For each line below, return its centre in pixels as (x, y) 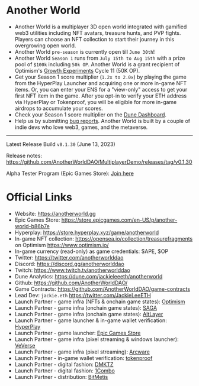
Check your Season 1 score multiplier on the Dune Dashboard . (91, 114)
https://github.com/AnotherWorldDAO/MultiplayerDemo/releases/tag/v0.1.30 (99, 162)
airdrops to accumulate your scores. (59, 108)
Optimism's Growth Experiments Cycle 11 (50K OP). (77, 70)
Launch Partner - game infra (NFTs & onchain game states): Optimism (100, 301)
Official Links (39, 197)
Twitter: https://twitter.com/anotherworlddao (69, 257)
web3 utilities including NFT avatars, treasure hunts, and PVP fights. (98, 33)
